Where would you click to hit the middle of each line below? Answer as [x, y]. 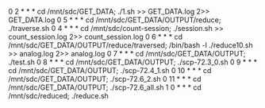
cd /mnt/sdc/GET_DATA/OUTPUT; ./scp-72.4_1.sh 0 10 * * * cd [110, 70]
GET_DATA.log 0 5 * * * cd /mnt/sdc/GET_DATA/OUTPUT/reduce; [115, 20]
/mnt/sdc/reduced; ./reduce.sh [59, 96]
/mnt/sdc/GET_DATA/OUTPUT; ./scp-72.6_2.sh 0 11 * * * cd [105, 79]
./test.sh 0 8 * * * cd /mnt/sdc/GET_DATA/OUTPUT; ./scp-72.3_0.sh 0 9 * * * [133, 62]
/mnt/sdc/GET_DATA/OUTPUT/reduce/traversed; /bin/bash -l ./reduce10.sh [131, 45]
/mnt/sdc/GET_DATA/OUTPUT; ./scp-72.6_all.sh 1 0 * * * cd [105, 87]
